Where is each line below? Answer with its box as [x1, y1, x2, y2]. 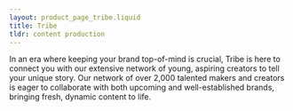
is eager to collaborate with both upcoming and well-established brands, [9, 82, 275, 93]
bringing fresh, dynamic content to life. [9, 91, 152, 102]
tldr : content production [9, 29, 105, 38]
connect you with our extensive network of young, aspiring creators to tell [9, 63, 280, 74]
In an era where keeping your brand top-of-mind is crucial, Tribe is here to [9, 54, 281, 65]
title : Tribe [9, 21, 58, 30]
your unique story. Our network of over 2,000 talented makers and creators [9, 73, 285, 83]
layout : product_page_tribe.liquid [9, 12, 141, 22]
